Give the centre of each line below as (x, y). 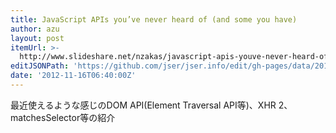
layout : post (37, 38)
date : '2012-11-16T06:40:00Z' (73, 76)
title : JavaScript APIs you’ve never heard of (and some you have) (154, 19)
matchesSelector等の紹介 (63, 117)
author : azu (35, 29)
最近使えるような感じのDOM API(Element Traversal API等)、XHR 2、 (151, 105)
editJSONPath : (40, 66)
